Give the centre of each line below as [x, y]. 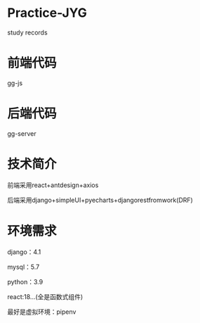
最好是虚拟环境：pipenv [42, 312]
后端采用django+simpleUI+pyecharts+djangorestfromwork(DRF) [100, 200]
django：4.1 [24, 252]
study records [27, 32]
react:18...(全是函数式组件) [45, 296]
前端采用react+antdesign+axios [53, 185]
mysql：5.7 [24, 267]
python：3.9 [25, 281]
